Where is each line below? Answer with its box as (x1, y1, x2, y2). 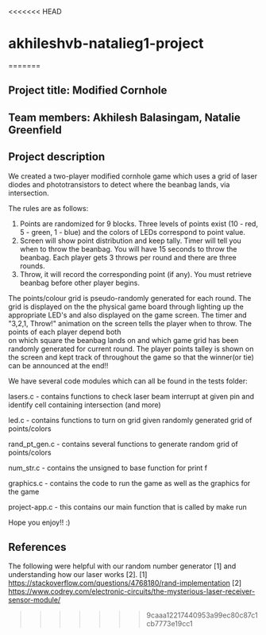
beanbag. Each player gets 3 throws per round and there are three (19, 252, 237, 262)
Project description (8, 150, 106, 164)
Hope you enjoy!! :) (8, 518, 71, 527)
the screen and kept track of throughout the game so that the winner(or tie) (8, 352, 254, 362)
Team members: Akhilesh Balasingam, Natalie (8, 110, 241, 124)
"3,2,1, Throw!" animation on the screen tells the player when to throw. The (8, 318, 253, 328)
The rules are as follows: (8, 203, 89, 213)
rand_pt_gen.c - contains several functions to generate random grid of (8, 439, 238, 448)
